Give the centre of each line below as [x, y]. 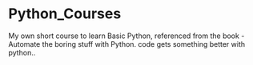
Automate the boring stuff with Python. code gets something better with [127, 44]
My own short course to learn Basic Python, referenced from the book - [127, 36]
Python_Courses [65, 14]
